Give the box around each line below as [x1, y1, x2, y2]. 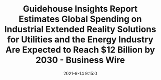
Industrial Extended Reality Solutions [4, 24, 156, 35]
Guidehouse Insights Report [23, 3, 138, 14]
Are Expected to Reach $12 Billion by [5, 44, 155, 55]
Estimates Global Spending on [18, 13, 142, 25]
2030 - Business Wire [35, 54, 125, 66]
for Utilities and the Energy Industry [7, 34, 154, 45]
